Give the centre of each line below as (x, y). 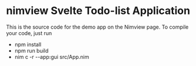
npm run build (31, 50)
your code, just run (29, 33)
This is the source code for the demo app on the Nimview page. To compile (97, 27)
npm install (28, 44)
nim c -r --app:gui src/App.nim (52, 57)
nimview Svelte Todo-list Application (98, 11)
